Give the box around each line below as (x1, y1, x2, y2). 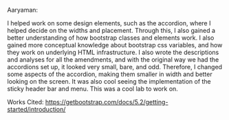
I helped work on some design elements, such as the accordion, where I (7, 19, 211, 27)
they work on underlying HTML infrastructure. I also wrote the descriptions (7, 48, 219, 56)
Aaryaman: (7, 6, 39, 14)
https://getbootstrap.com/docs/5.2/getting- (45, 98, 168, 106)
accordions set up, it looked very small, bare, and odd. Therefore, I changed (7, 63, 222, 71)
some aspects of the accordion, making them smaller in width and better (7, 70, 212, 78)
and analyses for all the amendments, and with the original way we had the (7, 56, 219, 64)
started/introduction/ (7, 106, 66, 113)
